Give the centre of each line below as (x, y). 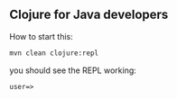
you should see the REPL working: (73, 70)
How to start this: (42, 36)
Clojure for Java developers (89, 15)
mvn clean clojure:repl (54, 53)
